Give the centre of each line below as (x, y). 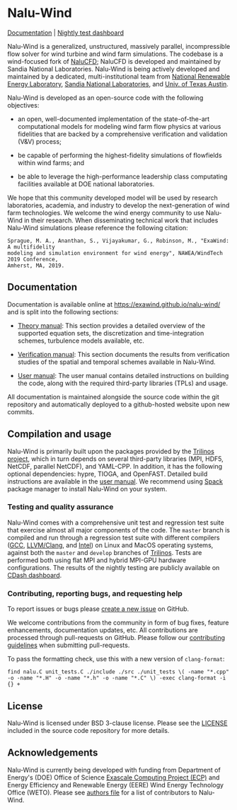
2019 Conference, (33, 259)
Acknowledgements (53, 753)
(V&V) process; (39, 141)
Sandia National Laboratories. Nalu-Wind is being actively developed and (114, 69)
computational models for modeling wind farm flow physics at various (119, 126)
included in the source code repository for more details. (88, 730)
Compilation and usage (59, 434)
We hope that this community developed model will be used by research (112, 198)
